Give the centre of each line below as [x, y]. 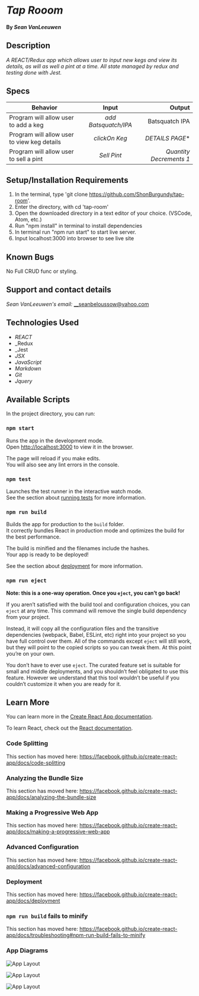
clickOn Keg [110, 138]
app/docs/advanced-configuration [48, 866]
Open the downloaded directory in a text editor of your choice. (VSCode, [103, 213]
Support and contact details [59, 290]
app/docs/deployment [33, 901]
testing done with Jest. [34, 72]
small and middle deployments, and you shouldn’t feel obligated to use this [97, 671]
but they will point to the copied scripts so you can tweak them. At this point [99, 647]
